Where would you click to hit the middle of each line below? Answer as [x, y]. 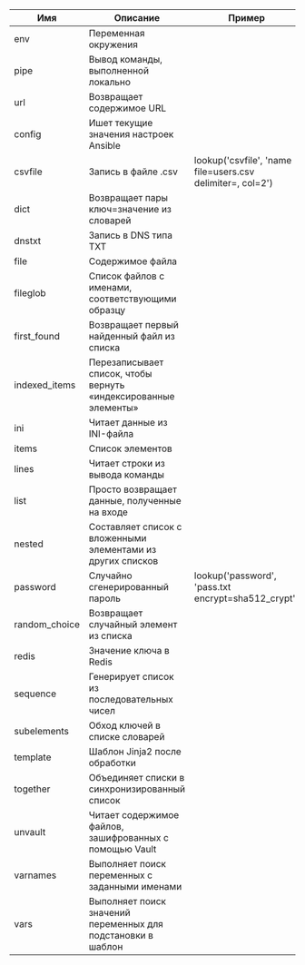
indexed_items [45, 385]
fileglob [30, 293]
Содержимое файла [133, 261]
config [28, 134]
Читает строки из [127, 463]
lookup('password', [235, 576]
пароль [104, 598]
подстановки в [121, 935]
